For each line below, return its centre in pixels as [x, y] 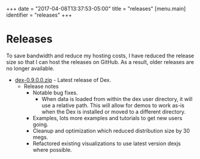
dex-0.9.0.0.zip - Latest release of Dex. [63, 79]
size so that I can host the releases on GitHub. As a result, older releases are [100, 62]
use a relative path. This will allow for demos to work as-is [113, 105]
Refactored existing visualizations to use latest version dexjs [107, 143]
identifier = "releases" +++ [39, 15]
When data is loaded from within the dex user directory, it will [117, 99]
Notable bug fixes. [55, 93]
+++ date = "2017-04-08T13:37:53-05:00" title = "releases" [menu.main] [96, 9]
